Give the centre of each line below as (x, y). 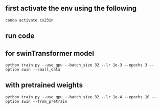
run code (20, 36)
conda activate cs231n (29, 20)
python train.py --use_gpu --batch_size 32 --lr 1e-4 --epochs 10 (77, 97)
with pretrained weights (44, 85)
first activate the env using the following (71, 8)
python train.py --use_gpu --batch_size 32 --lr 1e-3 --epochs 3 (76, 65)
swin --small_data (41, 70)
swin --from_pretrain (44, 101)
